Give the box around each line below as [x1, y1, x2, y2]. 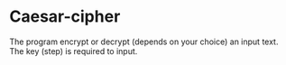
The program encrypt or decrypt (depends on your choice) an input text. [9, 36, 279, 47]
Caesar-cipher [9, 6, 121, 27]
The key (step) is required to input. [9, 45, 138, 56]
